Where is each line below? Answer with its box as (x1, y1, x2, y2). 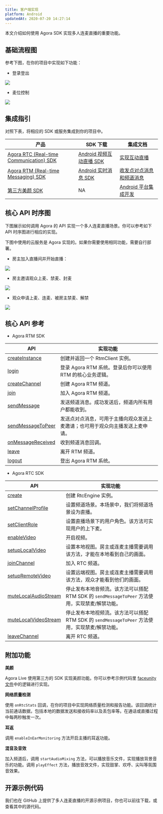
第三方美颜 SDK (7, 187, 43, 194)
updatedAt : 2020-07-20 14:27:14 (5, 16, 70, 21)
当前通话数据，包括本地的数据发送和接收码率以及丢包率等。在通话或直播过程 (5, 708, 158, 714)
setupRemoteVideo (7, 572, 51, 579)
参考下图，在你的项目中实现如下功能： (5, 60, 81, 66)
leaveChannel (7, 632, 39, 639)
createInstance (7, 354, 42, 361)
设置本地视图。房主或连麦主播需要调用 (65, 543, 154, 550)
